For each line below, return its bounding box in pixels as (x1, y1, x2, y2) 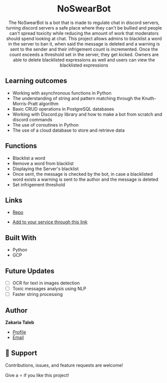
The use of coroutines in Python (12, 122, 79, 128)
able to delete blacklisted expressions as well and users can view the (13, 57, 155, 63)
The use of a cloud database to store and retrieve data (12, 127, 125, 133)
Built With (5, 233, 36, 242)
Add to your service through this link (12, 219, 87, 225)
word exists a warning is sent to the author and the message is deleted (12, 176, 158, 182)
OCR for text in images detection (12, 280, 80, 286)
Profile (12, 329, 26, 335)
